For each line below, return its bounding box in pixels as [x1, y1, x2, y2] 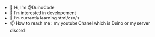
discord [9, 27, 25, 33]
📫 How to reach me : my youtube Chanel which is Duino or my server [9, 20, 150, 26]
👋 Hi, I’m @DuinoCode [9, 5, 55, 10]
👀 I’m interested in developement [9, 10, 76, 16]
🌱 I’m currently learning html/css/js [9, 15, 80, 20]
